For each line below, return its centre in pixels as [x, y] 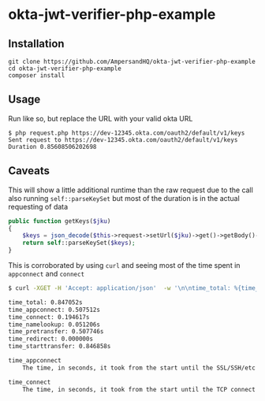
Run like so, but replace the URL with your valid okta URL [101, 118]
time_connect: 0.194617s [49, 317]
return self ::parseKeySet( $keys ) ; [79, 243]
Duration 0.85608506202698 [52, 147]
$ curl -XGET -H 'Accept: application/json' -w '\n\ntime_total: [119, 288]
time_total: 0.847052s [45, 302]
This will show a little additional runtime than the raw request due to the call [131, 190]
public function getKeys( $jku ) [60, 221]
